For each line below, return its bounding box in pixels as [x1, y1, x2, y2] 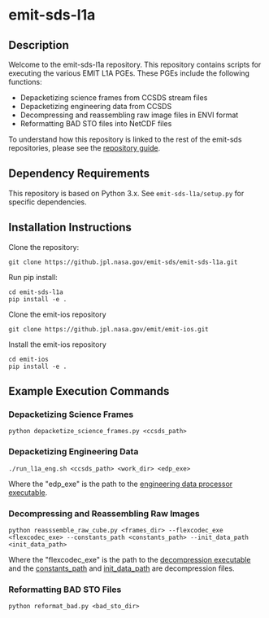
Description [8, 38, 69, 52]
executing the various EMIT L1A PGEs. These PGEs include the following [8, 68, 250, 78]
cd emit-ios [8, 355, 49, 363]
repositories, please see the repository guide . [8, 143, 161, 152]
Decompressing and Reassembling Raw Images [8, 507, 201, 519]
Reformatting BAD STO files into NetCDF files [20, 119, 172, 128]
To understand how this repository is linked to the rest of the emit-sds [8, 134, 242, 144]
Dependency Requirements [8, 167, 150, 181]
